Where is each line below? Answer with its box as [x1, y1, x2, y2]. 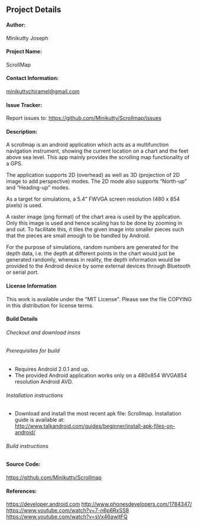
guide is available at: [14, 417, 65, 424]
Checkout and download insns [6, 328, 81, 336]
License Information [6, 282, 57, 289]
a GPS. [6, 160, 23, 167]
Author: [6, 21, 26, 28]
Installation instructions [6, 392, 63, 399]
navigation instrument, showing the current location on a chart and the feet [6, 147, 189, 154]
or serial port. [6, 269, 40, 276]
